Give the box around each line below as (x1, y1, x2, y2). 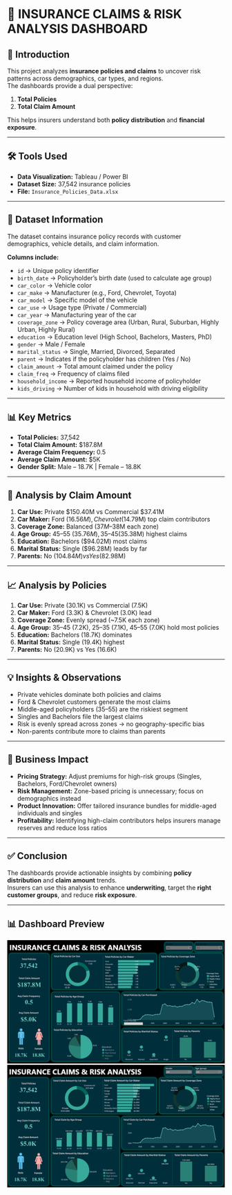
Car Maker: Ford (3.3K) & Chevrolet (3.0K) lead (17, 609, 152, 617)
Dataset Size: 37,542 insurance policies (17, 179, 131, 188)
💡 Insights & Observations (7, 672, 122, 684)
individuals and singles (17, 808, 83, 817)
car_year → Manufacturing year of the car (17, 310, 137, 319)
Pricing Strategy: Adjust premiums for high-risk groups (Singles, (17, 772, 202, 780)
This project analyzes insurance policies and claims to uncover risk (7, 67, 202, 75)
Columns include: (7, 253, 59, 261)
